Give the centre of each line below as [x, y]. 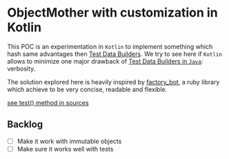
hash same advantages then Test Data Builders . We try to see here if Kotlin [115, 54]
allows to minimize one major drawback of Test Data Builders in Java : [105, 61]
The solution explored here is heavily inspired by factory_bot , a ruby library [113, 82]
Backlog [25, 125]
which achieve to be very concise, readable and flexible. [87, 89]
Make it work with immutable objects [69, 141]
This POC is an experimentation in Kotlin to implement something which [110, 46]
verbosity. [21, 68]
